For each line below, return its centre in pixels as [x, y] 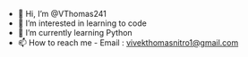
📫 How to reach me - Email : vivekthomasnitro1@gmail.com [128, 43]
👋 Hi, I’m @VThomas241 [62, 14]
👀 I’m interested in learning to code [82, 23]
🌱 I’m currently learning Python [75, 33]
